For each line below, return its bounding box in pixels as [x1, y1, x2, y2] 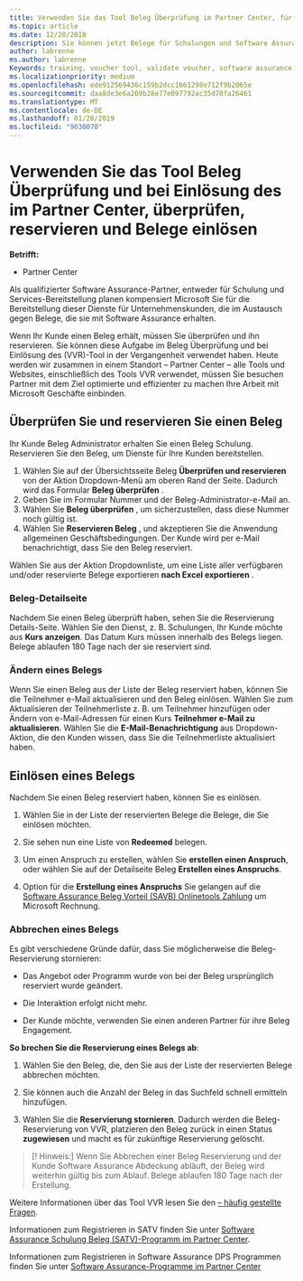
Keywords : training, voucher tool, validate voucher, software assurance [9, 64, 293, 73]
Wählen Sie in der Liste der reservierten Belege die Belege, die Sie [22, 810, 269, 821]
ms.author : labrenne [9, 55, 87, 64]
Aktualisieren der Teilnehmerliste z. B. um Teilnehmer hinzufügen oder [9, 703, 271, 714]
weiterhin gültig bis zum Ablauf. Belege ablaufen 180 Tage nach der [31, 1170, 282, 1181]
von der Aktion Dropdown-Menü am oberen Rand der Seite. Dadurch [22, 475, 278, 485]
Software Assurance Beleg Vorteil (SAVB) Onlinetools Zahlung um [22, 891, 267, 902]
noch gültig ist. [22, 513, 78, 524]
